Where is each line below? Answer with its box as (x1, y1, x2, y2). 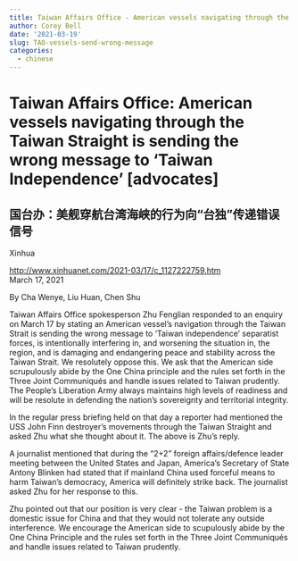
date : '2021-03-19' (9, 29, 82, 38)
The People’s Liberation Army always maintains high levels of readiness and (9, 385, 288, 396)
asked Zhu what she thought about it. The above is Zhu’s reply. (9, 431, 241, 441)
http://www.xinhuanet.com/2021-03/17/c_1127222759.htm (9, 265, 221, 275)
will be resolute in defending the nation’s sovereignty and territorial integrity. (9, 395, 289, 405)
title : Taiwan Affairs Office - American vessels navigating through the (9, 13, 290, 22)
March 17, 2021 (9, 274, 64, 285)
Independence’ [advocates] (9, 169, 219, 189)
